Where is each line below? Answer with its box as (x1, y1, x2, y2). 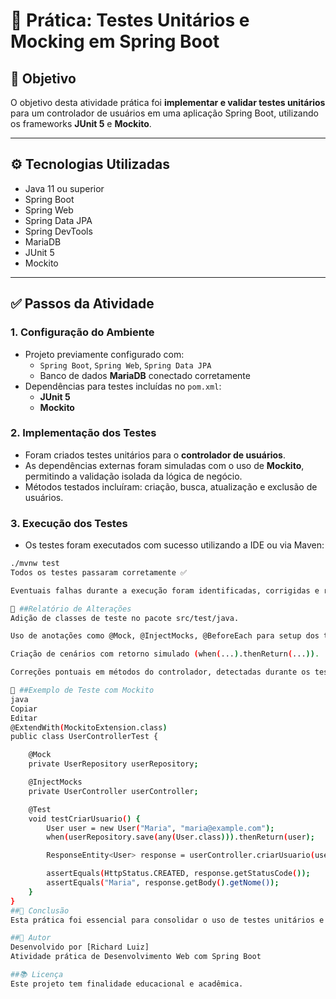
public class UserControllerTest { (10, 732, 159, 742)
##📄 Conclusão (10, 905, 70, 916)
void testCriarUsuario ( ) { (28, 814, 141, 824)
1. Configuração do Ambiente (10, 325, 155, 339)
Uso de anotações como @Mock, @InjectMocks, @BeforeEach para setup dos (10, 631, 320, 641)
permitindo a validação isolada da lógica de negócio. (24, 470, 243, 482)
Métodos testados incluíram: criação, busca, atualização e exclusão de (24, 480, 318, 493)
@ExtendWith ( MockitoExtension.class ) (10, 722, 168, 733)
